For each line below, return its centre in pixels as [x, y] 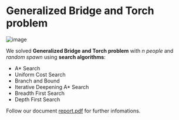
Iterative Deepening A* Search [52, 87]
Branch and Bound [37, 81]
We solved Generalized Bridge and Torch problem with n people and [90, 50]
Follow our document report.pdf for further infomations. [73, 111]
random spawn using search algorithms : [56, 57]
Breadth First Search [40, 93]
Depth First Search [37, 99]
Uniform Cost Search [40, 74]
